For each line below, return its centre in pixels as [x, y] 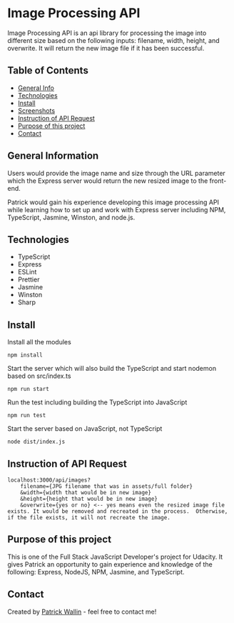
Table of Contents [48, 70]
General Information [53, 156]
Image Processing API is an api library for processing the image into [107, 33]
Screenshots [36, 110]
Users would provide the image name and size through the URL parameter [117, 173]
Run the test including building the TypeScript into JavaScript [97, 402]
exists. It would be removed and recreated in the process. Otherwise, [118, 512]
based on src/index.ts [39, 376]
